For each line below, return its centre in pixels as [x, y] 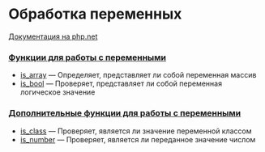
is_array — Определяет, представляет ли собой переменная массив [138, 75]
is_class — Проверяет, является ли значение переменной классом [136, 131]
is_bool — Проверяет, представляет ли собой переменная [121, 84]
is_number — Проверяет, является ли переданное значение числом [138, 139]
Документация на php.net [53, 36]
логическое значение [58, 92]
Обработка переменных [95, 14]
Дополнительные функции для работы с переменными [125, 113]
